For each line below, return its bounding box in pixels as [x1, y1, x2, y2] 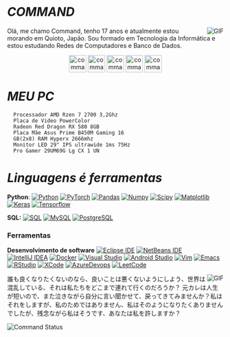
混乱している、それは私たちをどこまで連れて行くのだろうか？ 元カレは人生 [7, 283, 218, 292]
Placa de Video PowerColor [13, 117, 91, 124]
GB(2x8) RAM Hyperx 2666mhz [13, 135, 94, 142]
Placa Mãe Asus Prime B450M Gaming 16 [13, 129, 125, 136]
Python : [7, 193, 30, 201]
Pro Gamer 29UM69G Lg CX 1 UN [13, 147, 100, 154]
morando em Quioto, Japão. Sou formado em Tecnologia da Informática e [7, 34, 216, 42]
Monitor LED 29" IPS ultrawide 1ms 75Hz [13, 141, 130, 148]
